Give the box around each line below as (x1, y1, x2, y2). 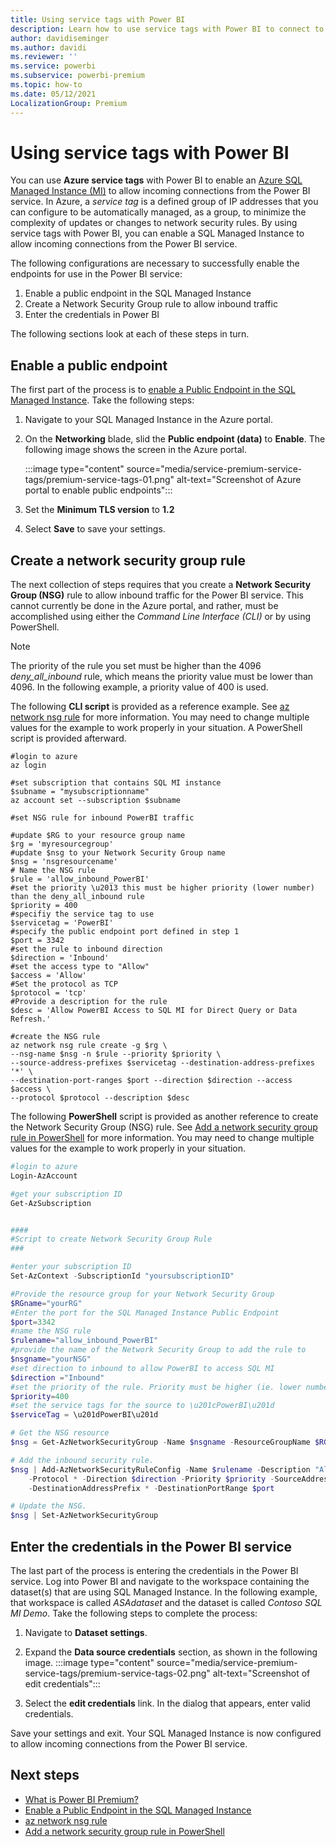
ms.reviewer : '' (10, 52, 78, 62)
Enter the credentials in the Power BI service (10, 1538, 293, 1555)
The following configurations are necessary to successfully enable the (10, 257, 300, 270)
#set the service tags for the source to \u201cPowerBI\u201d (10, 1401, 275, 1411)
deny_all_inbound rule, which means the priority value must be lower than (10, 671, 314, 683)
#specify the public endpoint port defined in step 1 (10, 927, 240, 937)
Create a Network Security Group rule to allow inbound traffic (24, 298, 278, 310)
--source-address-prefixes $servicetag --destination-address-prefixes (10, 1058, 315, 1068)
